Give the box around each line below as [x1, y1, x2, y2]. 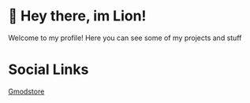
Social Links [8, 61, 89, 79]
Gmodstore [8, 86, 45, 96]
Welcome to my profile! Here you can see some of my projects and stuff [8, 33, 242, 42]
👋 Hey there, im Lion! [8, 7, 147, 25]
